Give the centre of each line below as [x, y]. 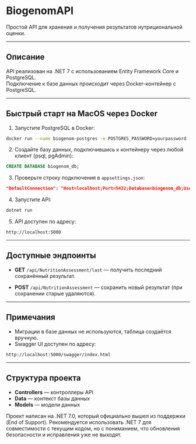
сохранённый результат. [45, 276]
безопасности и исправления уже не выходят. [64, 435]
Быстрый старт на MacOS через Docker [82, 114]
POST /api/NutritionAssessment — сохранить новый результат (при [98, 287]
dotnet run [19, 211]
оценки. [16, 33]
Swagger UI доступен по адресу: [55, 344]
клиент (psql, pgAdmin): [44, 156]
